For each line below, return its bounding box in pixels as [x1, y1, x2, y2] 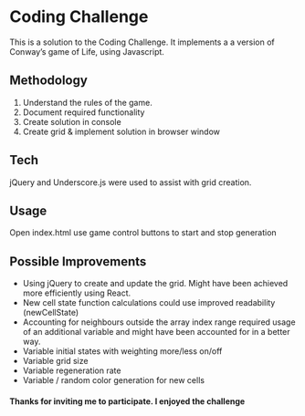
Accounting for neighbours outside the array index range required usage [22, 317, 296, 328]
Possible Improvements [9, 254, 147, 269]
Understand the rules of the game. [22, 97, 152, 108]
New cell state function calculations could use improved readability [22, 297, 276, 308]
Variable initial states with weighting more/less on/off [22, 346, 223, 357]
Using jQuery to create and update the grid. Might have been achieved [22, 278, 289, 289]
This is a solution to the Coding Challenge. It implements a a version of [9, 36, 276, 47]
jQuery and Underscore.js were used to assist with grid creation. [9, 176, 252, 188]
